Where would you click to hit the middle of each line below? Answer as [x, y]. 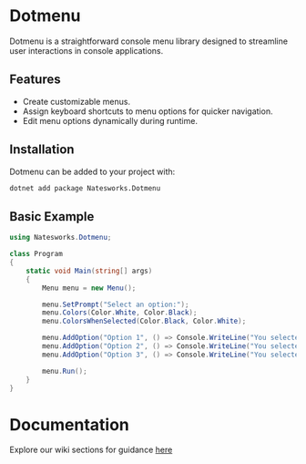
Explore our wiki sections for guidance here [91, 450]
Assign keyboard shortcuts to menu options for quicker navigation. [148, 111]
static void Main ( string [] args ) [89, 271]
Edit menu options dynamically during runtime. [110, 120]
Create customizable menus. [76, 101]
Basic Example [52, 217]
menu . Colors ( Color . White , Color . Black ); [120, 313]
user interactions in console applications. [87, 50]
